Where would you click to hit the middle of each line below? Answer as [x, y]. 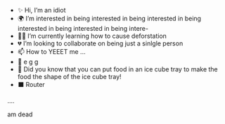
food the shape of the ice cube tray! [69, 77]
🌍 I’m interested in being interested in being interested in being [109, 18]
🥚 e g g [28, 62]
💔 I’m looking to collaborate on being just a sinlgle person [100, 43]
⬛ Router [31, 84]
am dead [20, 114]
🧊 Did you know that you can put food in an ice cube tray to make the [117, 69]
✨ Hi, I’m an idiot [41, 10]
